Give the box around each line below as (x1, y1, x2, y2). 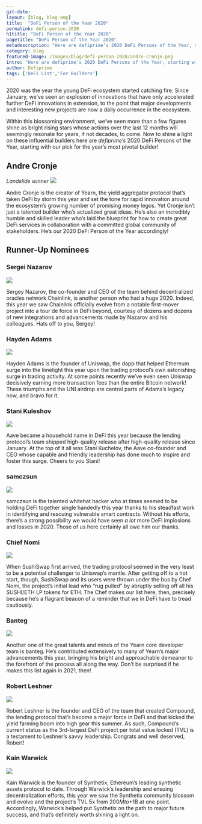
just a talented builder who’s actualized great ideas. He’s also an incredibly (6, 208, 191, 215)
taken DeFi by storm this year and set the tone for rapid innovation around (6, 196, 189, 203)
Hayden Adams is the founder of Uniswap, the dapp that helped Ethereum (6, 360, 189, 367)
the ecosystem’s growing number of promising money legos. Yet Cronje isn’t (6, 202, 195, 209)
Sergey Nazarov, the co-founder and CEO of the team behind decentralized (6, 288, 194, 295)
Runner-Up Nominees (6, 245, 90, 255)
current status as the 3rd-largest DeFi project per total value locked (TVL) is (6, 726, 194, 733)
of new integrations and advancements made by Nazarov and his (6, 314, 168, 321)
